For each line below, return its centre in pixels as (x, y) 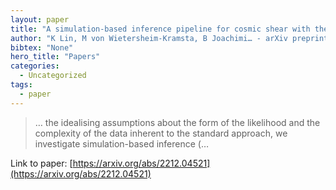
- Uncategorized (53, 76)
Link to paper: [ (41, 163)
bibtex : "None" (42, 47)
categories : (35, 66)
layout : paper (40, 19)
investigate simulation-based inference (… (122, 143)
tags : (21, 85)
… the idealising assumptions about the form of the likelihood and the (177, 122)
